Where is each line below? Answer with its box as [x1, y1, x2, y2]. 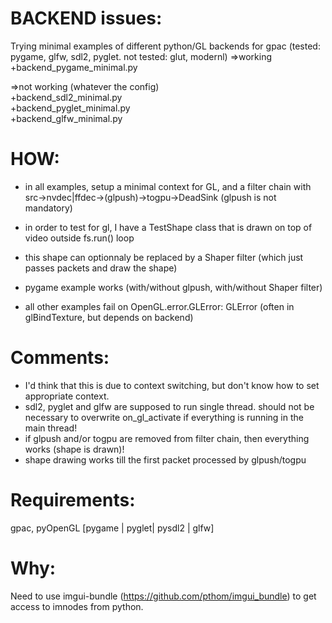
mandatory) [24, 202, 73, 214]
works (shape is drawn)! [24, 443, 125, 455]
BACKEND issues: [10, 7, 163, 30]
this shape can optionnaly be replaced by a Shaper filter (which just [24, 251, 304, 263]
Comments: [10, 347, 110, 369]
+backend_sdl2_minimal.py [10, 91, 123, 103]
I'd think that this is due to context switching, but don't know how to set [24, 379, 320, 391]
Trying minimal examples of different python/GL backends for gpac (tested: [10, 40, 321, 52]
